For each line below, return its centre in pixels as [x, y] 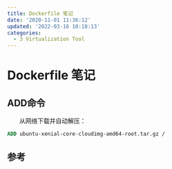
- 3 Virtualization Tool [49, 39]
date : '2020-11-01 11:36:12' [49, 20]
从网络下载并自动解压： [52, 121]
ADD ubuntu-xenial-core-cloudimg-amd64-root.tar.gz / [86, 134]
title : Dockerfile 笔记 [40, 13]
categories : [24, 33]
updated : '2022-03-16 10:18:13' [54, 26]
